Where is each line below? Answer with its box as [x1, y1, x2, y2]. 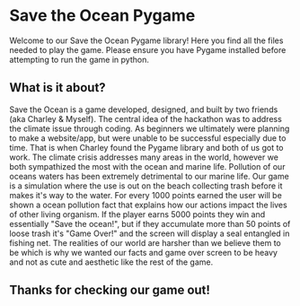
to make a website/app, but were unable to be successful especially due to [9, 132, 287, 144]
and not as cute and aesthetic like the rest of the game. [9, 257, 214, 267]
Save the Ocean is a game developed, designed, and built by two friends [9, 104, 278, 115]
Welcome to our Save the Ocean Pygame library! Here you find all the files [9, 35, 284, 46]
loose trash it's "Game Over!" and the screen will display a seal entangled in [9, 228, 290, 239]
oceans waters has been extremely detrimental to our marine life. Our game [9, 170, 289, 181]
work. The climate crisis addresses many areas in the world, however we [9, 152, 278, 162]
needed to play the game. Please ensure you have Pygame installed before [9, 44, 287, 55]
